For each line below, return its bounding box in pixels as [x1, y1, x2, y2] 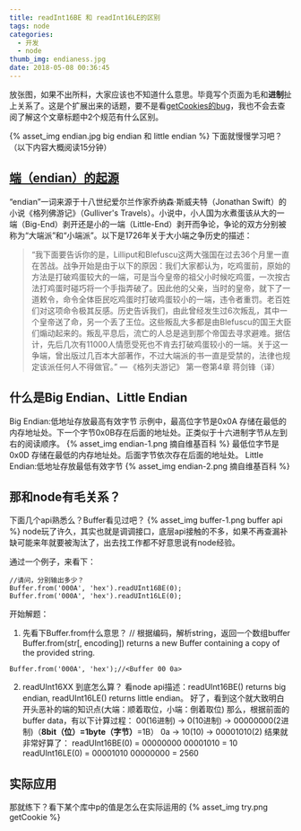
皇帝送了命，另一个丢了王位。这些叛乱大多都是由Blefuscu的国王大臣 [39, 316, 292, 327]
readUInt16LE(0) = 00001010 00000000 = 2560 [21, 747, 199, 759]
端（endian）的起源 [9, 171, 119, 186]
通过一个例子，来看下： [9, 556, 96, 567]
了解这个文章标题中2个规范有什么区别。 [16, 111, 164, 122]
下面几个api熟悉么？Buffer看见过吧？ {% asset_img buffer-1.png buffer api [9, 515, 284, 526]
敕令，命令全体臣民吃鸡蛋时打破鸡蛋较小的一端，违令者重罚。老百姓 [39, 294, 291, 305]
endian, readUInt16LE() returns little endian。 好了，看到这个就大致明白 [21, 693, 285, 703]
